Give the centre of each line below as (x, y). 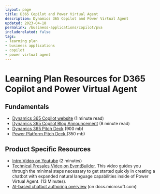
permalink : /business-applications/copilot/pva (54, 28)
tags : (10, 37)
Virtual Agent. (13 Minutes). (39, 181)
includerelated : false (28, 32)
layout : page (18, 9)
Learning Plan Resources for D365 (75, 79)
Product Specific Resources (48, 149)
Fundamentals (27, 106)
